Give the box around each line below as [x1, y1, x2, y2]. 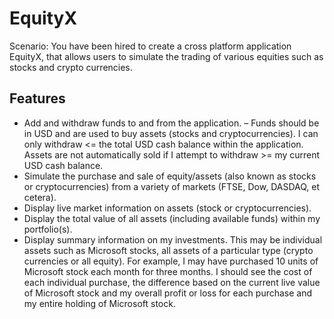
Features [9, 90, 66, 107]
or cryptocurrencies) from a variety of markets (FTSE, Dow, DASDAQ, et [23, 180, 321, 192]
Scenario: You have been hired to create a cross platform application [9, 40, 292, 52]
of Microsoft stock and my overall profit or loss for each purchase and [23, 287, 313, 299]
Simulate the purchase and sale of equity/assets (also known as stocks [23, 170, 317, 182]
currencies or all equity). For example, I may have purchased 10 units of [23, 255, 319, 267]
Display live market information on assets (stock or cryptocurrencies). [23, 202, 312, 214]
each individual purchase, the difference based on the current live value [23, 276, 321, 288]
